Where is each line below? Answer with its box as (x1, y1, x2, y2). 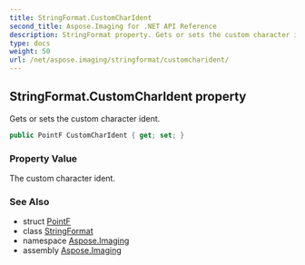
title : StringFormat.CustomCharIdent (9, 13, 152, 23)
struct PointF (22, 216, 71, 227)
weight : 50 (9, 47, 51, 56)
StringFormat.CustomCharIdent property (9, 89, 247, 104)
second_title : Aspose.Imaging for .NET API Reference (9, 22, 218, 31)
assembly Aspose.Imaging (22, 245, 123, 256)
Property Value (9, 152, 78, 164)
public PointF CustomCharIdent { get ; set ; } (9, 131, 184, 140)
